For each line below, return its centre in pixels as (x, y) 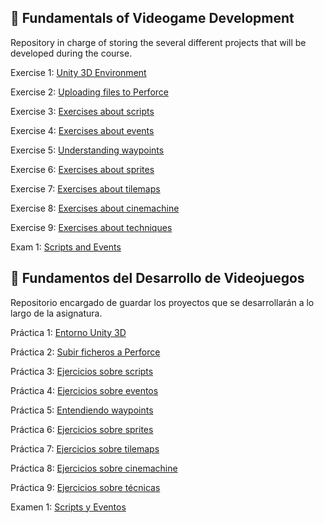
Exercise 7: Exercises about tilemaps (85, 188)
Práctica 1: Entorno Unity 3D (68, 332)
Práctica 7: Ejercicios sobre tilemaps (85, 448)
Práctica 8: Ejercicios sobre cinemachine (94, 468)
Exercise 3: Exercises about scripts (82, 111)
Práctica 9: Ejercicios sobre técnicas (85, 487)
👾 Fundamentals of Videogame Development (152, 18)
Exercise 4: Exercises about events (82, 130)
